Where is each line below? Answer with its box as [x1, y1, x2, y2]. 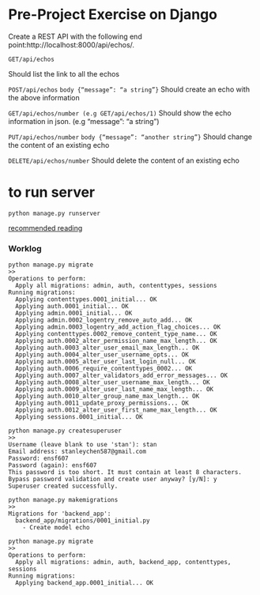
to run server [8, 183, 96, 201]
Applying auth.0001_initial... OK [15, 303, 129, 311]
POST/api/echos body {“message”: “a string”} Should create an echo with [8, 85, 251, 94]
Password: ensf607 [8, 454, 69, 463]
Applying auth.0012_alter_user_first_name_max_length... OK [15, 406, 217, 414]
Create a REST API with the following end [8, 32, 142, 41]
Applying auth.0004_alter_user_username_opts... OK [15, 351, 190, 359]
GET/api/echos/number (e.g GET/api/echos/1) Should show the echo [8, 108, 232, 118]
